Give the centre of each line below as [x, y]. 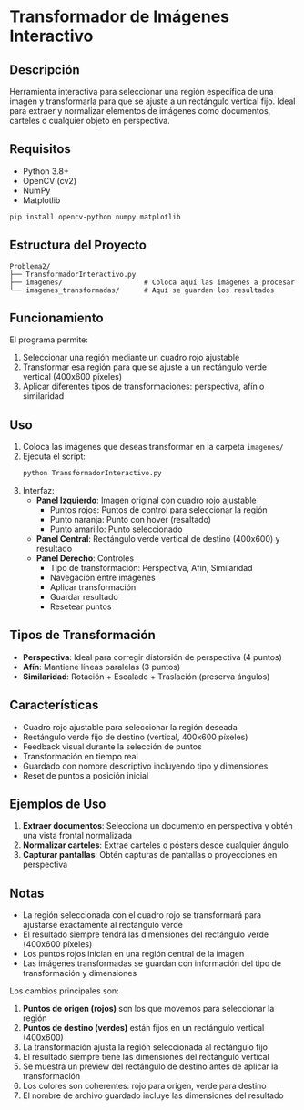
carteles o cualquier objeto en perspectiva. [90, 121]
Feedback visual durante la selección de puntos [112, 746]
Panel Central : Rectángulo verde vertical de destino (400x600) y [158, 539]
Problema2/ [30, 266]
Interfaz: [38, 490]
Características [54, 705]
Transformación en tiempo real [80, 756]
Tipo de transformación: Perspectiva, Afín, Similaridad [151, 568]
